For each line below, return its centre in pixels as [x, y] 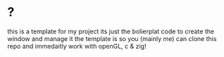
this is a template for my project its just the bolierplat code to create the [111, 31]
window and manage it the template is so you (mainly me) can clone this [112, 38]
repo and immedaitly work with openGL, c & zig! [77, 46]
